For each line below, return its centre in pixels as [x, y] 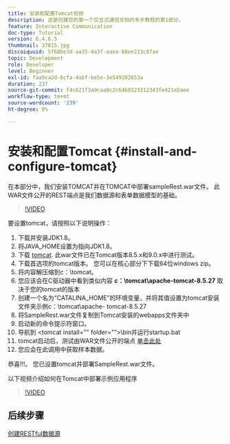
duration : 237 [28, 84]
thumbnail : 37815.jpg [39, 45]
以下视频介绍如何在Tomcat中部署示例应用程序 [73, 378]
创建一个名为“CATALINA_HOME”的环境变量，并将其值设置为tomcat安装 [118, 298]
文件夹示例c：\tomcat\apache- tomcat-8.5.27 [82, 306]
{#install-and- [156, 151]
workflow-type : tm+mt [39, 97]
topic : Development [36, 58]
